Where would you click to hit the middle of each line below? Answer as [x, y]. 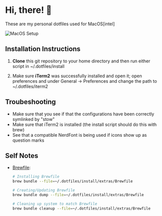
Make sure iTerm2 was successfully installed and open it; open [77, 76]
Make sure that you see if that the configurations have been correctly [83, 114]
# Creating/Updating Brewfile [44, 190]
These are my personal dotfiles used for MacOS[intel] [60, 24]
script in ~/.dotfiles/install [38, 66]
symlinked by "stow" [33, 119]
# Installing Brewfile [36, 177]
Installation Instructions [43, 49]
